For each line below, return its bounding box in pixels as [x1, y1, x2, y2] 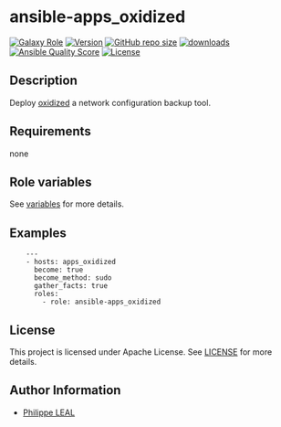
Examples [9, 225, 67, 240]
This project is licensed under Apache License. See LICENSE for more [9, 347, 273, 358]
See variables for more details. [9, 198, 125, 209]
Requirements [9, 123, 91, 139]
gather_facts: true [33, 282, 108, 291]
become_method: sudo [33, 273, 112, 283]
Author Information [9, 382, 121, 399]
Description [9, 73, 78, 89]
